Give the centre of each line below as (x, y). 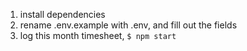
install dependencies (62, 14)
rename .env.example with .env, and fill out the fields (128, 25)
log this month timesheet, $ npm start (98, 35)
